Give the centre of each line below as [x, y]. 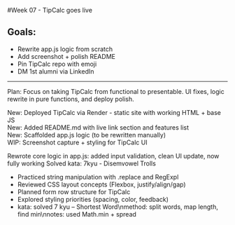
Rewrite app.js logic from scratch [65, 49]
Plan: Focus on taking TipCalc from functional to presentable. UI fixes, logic [116, 91]
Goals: [22, 32]
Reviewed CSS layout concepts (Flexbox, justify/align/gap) [102, 184]
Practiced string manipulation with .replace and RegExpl [98, 177]
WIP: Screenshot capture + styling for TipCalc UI [78, 142]
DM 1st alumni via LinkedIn [56, 71]
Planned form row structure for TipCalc [74, 191]
